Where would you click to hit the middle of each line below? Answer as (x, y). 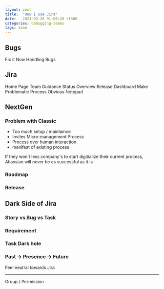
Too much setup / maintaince (41, 132)
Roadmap (17, 175)
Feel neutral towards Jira (30, 267)
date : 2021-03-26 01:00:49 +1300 (41, 19)
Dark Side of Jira (31, 203)
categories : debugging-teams (35, 23)
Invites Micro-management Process (48, 137)
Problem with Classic (31, 121)
